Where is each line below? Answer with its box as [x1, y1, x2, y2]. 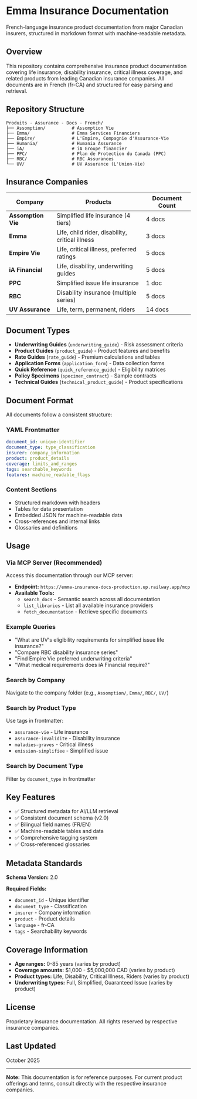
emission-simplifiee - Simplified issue [14, 747, 108, 754]
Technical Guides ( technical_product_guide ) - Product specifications [14, 379, 184, 386]
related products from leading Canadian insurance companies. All [6, 75, 165, 82]
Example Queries [6, 623, 56, 631]
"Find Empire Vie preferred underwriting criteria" [14, 655, 133, 662]
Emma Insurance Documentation [6, 4, 169, 18]
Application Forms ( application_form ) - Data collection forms [14, 360, 165, 367]
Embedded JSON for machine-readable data [14, 511, 123, 518]
